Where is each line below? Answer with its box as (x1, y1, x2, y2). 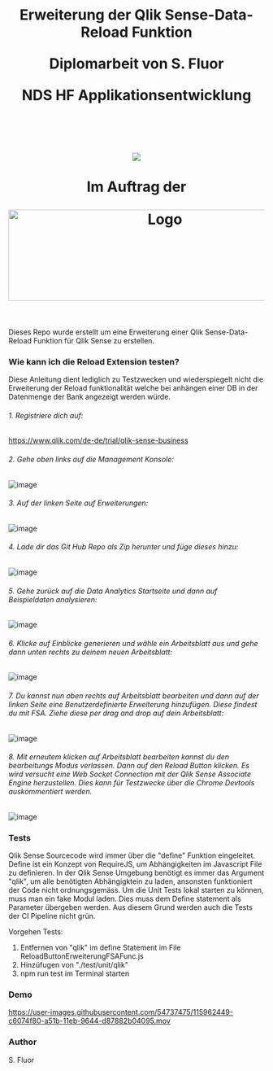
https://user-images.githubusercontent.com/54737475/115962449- (8, 1008, 234, 1017)
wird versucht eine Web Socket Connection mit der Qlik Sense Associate (8, 769, 252, 779)
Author (8, 1036, 37, 1047)
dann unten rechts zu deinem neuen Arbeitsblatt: (8, 647, 173, 657)
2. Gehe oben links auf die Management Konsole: (8, 454, 175, 465)
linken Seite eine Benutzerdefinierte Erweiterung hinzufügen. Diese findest (8, 700, 258, 710)
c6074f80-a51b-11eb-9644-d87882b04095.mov (8, 1016, 171, 1026)
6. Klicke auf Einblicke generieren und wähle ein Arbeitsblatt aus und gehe (8, 638, 258, 648)
